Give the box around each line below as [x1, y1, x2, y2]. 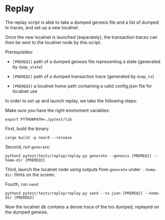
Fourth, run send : [5, 181, 40, 187]
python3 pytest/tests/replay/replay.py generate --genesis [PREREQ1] [5, 153, 152, 158]
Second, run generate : [5, 144, 51, 150]
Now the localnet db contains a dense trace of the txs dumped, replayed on [5, 204, 160, 210]
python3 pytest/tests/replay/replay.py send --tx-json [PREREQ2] [5, 191, 143, 196]
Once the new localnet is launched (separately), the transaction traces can [5, 34, 158, 40]
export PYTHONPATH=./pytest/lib [5, 117, 72, 122]
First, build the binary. [5, 126, 50, 132]
